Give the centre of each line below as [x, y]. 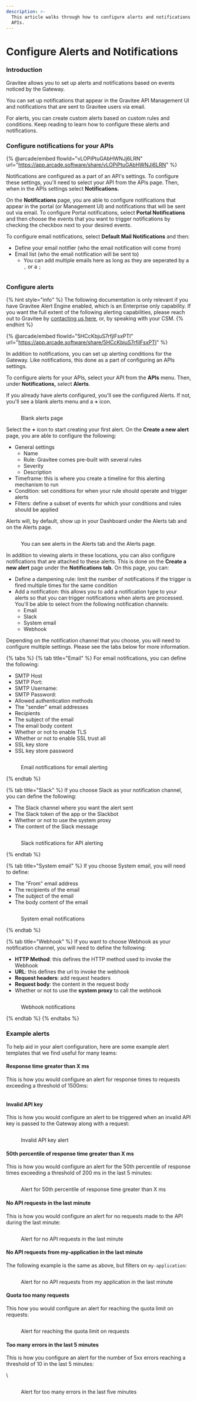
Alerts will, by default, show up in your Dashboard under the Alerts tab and [96, 521]
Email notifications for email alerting [64, 768]
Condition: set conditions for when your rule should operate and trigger [101, 491]
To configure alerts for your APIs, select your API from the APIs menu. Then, [98, 378]
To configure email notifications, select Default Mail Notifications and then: [98, 236]
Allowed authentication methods [54, 701]
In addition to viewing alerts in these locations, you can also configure [91, 555]
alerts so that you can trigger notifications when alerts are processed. [99, 598]
